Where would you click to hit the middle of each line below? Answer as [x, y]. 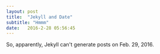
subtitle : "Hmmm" [28, 22]
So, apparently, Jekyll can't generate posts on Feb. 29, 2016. [80, 45]
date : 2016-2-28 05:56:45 [41, 28]
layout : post [22, 11]
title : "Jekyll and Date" [39, 17]
